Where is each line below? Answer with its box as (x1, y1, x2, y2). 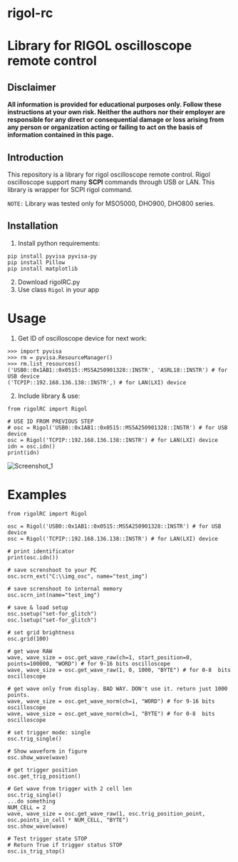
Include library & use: (17, 391, 81, 400)
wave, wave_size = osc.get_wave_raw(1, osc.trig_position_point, (7, 810, 205, 817)
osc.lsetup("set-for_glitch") (7, 616, 98, 623)
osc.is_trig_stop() (7, 848, 66, 855)
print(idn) (7, 448, 40, 456)
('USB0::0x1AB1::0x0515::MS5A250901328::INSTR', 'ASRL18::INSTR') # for (7, 366, 228, 374)
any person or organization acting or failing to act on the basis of (7, 123, 203, 131)
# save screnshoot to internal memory (7, 585, 123, 592)
